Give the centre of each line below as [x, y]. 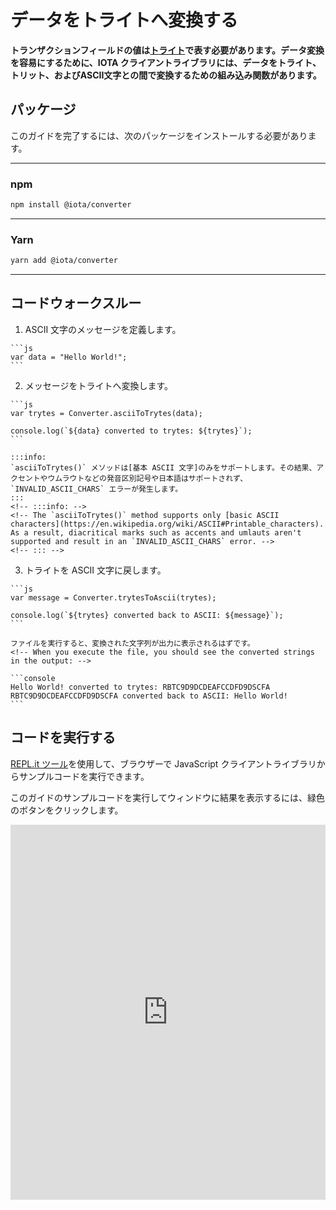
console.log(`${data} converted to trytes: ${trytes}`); [131, 431]
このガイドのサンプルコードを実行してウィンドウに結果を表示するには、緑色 [167, 797]
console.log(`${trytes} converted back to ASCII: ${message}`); [147, 615]
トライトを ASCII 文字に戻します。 [95, 570]
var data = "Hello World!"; [69, 357]
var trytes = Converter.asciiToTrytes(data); [106, 413]
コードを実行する [63, 737]
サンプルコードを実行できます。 [84, 776]
